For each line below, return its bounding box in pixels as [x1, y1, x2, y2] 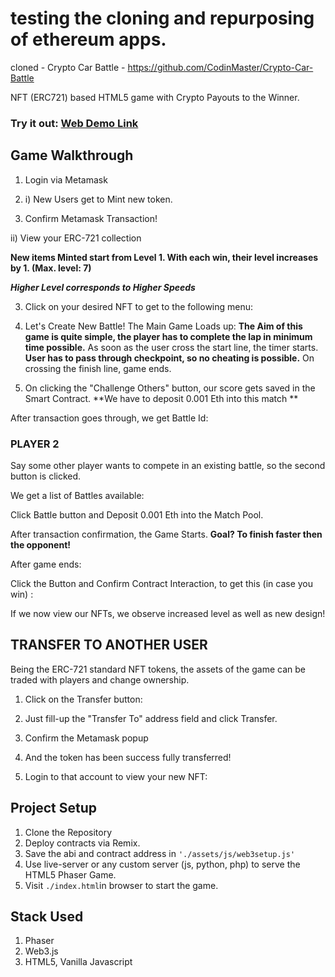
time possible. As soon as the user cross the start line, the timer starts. [24, 341, 319, 353]
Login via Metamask [24, 173, 108, 186]
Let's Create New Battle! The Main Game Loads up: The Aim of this [24, 320, 303, 332]
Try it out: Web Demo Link [10, 116, 139, 130]
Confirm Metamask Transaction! [24, 212, 158, 224]
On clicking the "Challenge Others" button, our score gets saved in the [24, 382, 316, 394]
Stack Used [10, 908, 84, 925]
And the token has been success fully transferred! [24, 751, 232, 763]
